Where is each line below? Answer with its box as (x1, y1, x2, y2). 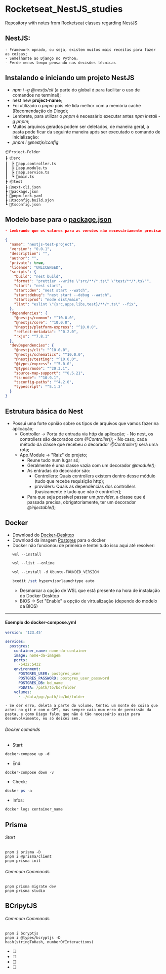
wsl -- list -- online (12, 561, 55, 566)
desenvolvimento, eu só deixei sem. (5, 716, 81, 721)
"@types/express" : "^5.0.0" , (14, 361, 74, 366)
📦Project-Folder (5, 149, 41, 154)
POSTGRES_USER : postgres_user (18, 671, 81, 677)
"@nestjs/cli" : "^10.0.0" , (14, 347, 70, 353)
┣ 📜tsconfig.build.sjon (5, 198, 54, 203)
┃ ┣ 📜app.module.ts (5, 166, 48, 170)
